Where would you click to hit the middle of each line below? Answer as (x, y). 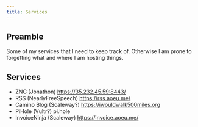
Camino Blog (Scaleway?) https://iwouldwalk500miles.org (87, 105)
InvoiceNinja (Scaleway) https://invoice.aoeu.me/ (77, 118)
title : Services (27, 12)
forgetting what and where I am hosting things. (65, 58)
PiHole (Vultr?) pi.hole (43, 111)
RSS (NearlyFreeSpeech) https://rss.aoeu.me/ (73, 98)
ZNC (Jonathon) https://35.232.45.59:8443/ (70, 92)
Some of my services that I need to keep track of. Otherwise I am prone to (99, 51)
